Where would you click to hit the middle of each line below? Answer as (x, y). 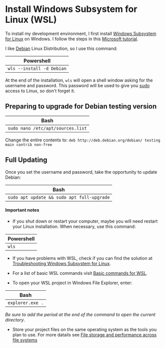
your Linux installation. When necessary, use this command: (74, 226)
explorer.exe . (26, 303)
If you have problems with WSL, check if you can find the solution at (82, 258)
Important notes (22, 210)
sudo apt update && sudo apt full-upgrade (59, 197)
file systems (25, 340)
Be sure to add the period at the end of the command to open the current (80, 314)
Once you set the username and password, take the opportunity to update (81, 172)
